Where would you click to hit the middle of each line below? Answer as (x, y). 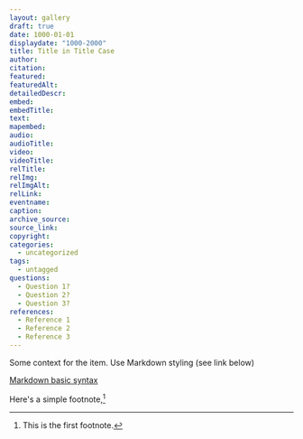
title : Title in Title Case (62, 51)
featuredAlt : (34, 85)
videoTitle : (32, 160)
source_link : (34, 228)
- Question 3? (44, 304)
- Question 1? (44, 286)
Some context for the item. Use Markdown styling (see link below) (132, 362)
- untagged (38, 270)
